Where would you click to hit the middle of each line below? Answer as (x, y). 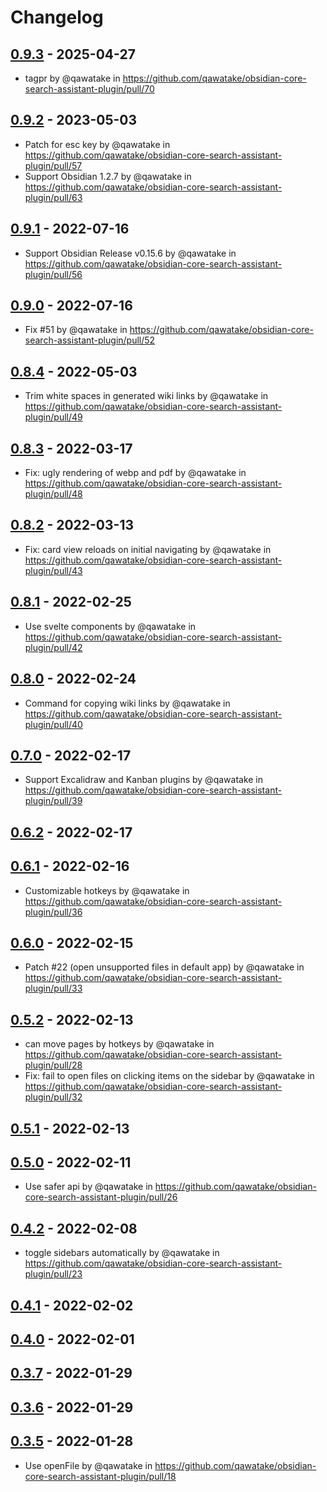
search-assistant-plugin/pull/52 (90, 340)
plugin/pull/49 (53, 417)
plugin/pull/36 (53, 912)
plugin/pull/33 (53, 988)
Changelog (57, 17)
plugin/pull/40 (53, 724)
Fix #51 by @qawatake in (76, 330)
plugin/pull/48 (53, 494)
